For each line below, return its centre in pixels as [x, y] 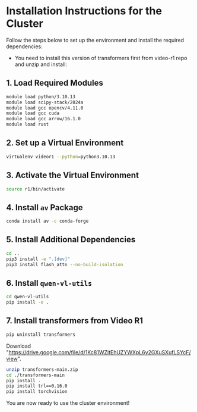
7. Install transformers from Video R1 [75, 321]
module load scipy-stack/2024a [45, 102]
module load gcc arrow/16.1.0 [44, 119]
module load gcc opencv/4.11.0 [45, 108]
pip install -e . [28, 302]
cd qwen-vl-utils [28, 297]
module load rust [28, 124]
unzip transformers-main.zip [42, 369]
